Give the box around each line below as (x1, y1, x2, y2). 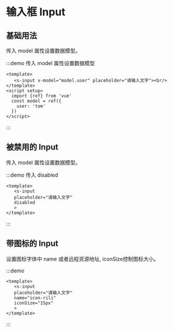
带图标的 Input (6, 239, 59, 249)
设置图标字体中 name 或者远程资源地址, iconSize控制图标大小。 (6, 255, 160, 262)
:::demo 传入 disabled (6, 171, 59, 178)
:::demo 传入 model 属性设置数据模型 (6, 60, 96, 66)
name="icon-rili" (13, 294, 57, 301)
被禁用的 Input (6, 142, 59, 153)
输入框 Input (6, 5, 66, 19)
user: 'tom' (16, 103, 46, 109)
